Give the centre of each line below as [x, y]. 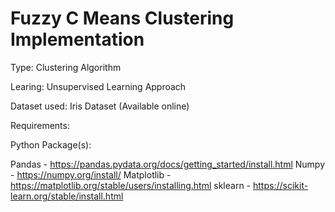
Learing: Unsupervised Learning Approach [98, 86]
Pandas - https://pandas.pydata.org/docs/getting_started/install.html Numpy [168, 164]
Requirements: [40, 125]
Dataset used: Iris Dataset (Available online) [100, 106]
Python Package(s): [51, 144]
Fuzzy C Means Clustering [122, 18]
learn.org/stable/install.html [67, 196]
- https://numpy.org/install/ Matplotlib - [91, 174]
